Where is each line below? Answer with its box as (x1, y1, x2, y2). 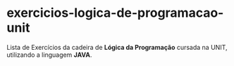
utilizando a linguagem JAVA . (6, 51, 92, 59)
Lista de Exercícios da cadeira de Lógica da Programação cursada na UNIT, (6, 43, 228, 51)
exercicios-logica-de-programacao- (6, 5, 224, 21)
